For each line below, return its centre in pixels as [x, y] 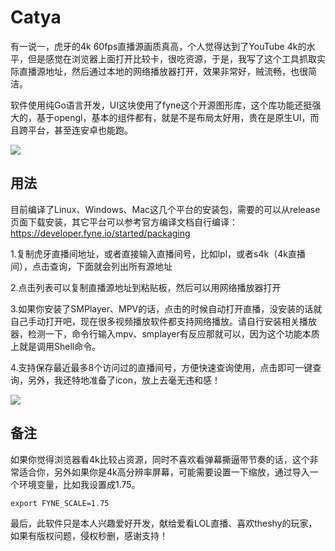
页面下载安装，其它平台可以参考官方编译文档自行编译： [124, 222]
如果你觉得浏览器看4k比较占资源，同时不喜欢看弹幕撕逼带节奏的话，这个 [160, 459]
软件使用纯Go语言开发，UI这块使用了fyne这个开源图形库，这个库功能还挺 [161, 105]
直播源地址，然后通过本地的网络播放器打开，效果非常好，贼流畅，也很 [163, 71]
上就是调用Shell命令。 [56, 346]
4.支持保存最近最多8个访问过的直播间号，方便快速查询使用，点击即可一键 [161, 367]
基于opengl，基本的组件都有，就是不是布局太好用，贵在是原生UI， [173, 117]
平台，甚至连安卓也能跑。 [80, 130]
